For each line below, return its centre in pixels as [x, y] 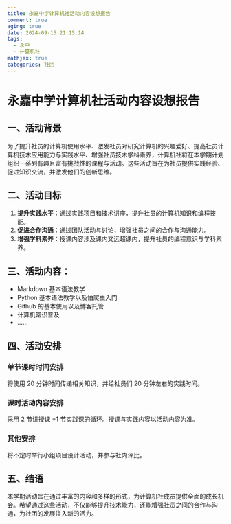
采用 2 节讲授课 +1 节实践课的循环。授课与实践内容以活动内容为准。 [103, 419]
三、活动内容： [39, 271]
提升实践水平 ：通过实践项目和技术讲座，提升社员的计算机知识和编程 [113, 213]
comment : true [27, 20]
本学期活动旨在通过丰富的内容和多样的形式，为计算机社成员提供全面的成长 [112, 497]
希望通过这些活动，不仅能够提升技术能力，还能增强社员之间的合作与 [115, 505]
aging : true [24, 26]
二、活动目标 [34, 195]
